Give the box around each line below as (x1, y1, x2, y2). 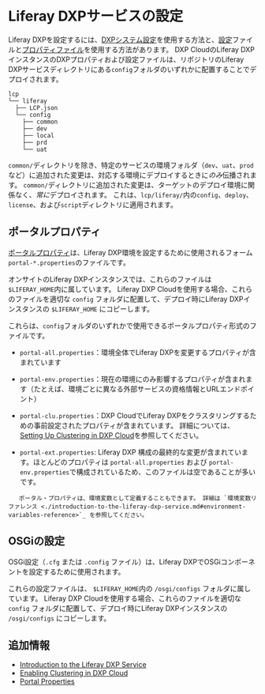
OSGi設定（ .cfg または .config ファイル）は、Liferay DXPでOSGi (8, 556, 221, 566)
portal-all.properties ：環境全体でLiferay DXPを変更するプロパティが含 (19, 347, 256, 356)
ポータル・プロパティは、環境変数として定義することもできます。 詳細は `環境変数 (18, 494, 252, 502)
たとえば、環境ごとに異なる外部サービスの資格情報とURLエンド (33, 384, 241, 394)
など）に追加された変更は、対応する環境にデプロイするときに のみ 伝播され (8, 170, 250, 179)
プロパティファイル (22, 44, 84, 54)
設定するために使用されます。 (28, 567, 125, 576)
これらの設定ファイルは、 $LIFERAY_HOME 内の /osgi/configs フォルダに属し (8, 583, 251, 593)
